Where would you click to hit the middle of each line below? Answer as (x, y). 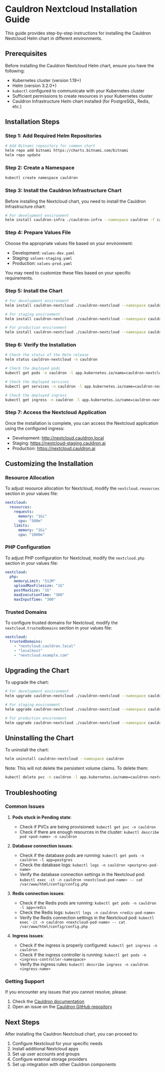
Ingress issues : (28, 935)
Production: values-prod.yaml (42, 263)
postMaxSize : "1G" (33, 590)
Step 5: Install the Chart (34, 291)
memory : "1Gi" (33, 517)
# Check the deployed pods (33, 369)
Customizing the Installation (49, 464)
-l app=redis (33, 907)
